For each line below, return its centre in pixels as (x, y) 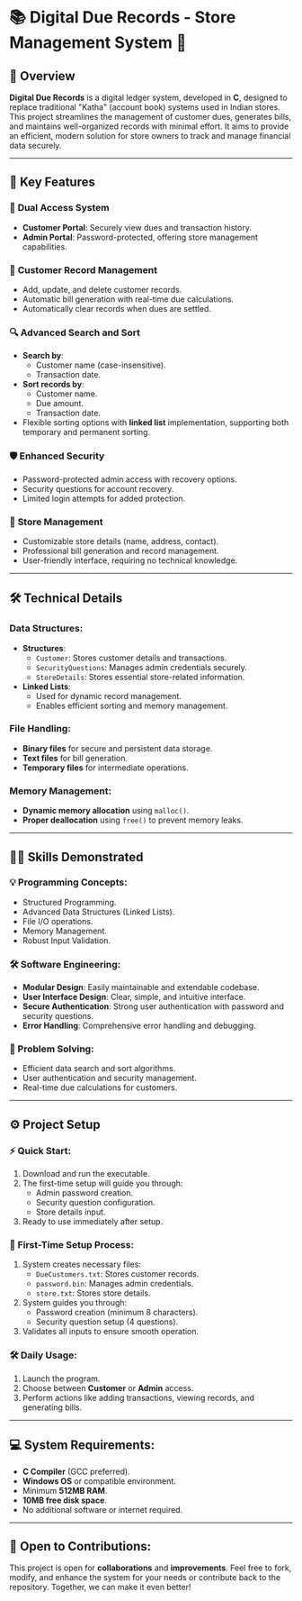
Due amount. (59, 404)
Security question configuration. (95, 1203)
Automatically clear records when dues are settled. (116, 308)
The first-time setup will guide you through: (102, 1183)
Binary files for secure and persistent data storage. (117, 748)
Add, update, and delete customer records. (102, 289)
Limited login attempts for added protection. (104, 498)
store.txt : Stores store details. (93, 1293)
